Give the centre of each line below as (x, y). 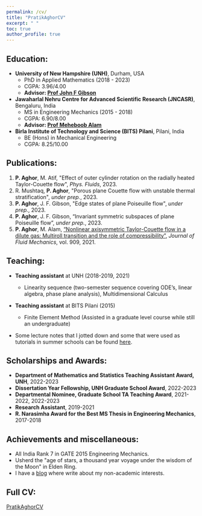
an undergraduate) (47, 324)
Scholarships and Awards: (57, 361)
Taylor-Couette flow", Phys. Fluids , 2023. (66, 184)
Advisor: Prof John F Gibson (60, 93)
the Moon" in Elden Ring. (46, 467)
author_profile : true (33, 34)
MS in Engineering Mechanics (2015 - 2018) (78, 112)
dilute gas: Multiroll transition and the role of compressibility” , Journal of (105, 235)
